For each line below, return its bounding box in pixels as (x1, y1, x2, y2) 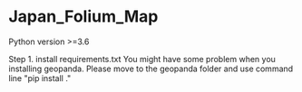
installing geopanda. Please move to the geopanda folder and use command (8, 63, 294, 74)
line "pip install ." (8, 72, 72, 83)
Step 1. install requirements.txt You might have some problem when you (8, 53, 276, 64)
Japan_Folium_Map (8, 6, 159, 27)
